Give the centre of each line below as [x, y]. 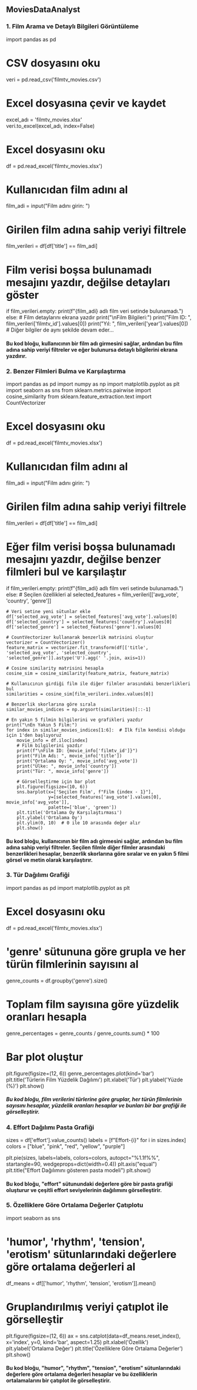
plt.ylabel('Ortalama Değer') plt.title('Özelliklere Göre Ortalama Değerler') [95, 1348]
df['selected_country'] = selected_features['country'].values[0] [89, 622]
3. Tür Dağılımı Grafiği [38, 875]
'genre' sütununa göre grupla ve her [96, 952]
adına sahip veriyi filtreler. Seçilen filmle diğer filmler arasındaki [86, 847]
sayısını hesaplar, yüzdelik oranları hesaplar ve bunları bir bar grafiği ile [96, 1106]
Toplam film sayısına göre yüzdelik [93, 1004]
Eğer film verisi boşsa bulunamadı [91, 547]
